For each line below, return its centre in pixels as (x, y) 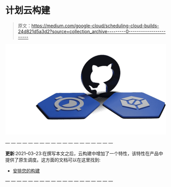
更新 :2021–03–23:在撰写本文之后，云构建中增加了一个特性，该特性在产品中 (84, 154)
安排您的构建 (26, 171)
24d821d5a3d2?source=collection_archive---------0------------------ (92, 31)
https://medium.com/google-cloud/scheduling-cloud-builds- (95, 26)
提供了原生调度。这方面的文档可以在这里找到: (53, 160)
